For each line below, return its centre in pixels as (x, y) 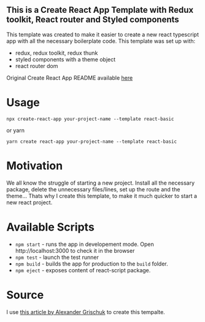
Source (25, 295)
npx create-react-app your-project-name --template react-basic (90, 119)
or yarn (16, 130)
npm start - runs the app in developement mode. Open (85, 244)
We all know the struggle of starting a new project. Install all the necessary (101, 183)
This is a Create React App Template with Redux (100, 10)
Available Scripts (51, 227)
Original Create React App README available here (70, 78)
